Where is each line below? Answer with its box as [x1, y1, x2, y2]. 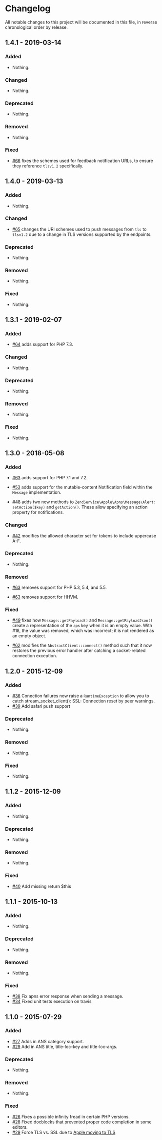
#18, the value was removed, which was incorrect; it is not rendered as [12, 628, 155, 634]
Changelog [5, 3, 51, 14]
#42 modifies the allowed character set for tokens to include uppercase [12, 533, 156, 538]
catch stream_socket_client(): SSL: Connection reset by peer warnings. [12, 698, 155, 704]
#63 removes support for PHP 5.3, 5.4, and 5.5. [12, 584, 107, 590]
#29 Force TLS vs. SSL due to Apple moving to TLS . [12, 1129, 117, 1135]
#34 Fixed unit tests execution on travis [12, 999, 92, 1004]
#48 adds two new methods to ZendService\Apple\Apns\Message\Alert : [12, 499, 155, 505]
